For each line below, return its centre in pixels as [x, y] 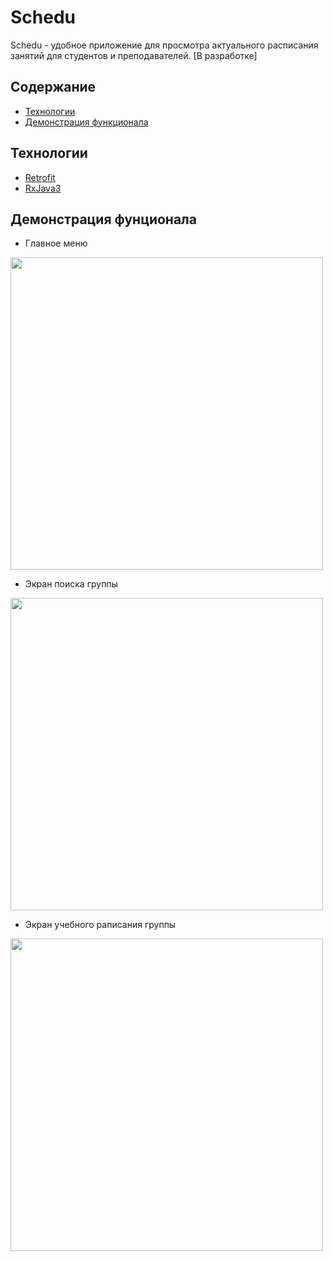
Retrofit [40, 177]
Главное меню [56, 243]
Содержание [53, 87]
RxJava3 [43, 188]
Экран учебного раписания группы [100, 925]
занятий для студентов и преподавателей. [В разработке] [134, 55]
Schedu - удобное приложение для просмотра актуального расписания [164, 45]
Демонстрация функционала [86, 122]
